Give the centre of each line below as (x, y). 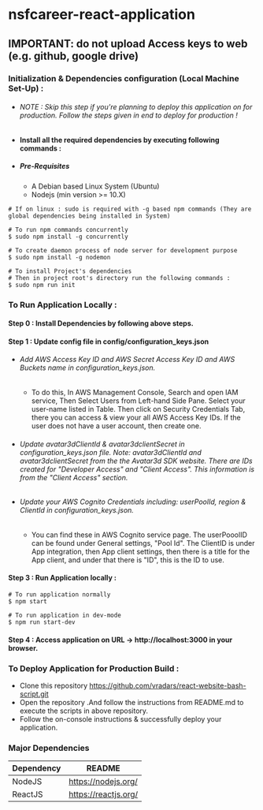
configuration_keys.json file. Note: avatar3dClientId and (111, 452)
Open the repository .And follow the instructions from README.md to (131, 702)
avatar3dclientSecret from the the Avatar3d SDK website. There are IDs (136, 461)
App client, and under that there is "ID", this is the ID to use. (128, 560)
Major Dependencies (49, 748)
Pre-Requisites (44, 166)
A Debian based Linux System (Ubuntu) (95, 186)
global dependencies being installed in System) (89, 216)
